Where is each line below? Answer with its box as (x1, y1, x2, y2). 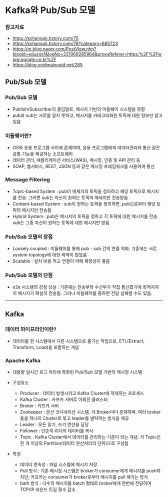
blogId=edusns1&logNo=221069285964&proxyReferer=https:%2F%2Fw (12, 51, 162, 57)
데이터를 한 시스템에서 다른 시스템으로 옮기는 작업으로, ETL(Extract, (12, 338, 145, 344)
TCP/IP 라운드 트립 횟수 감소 (19, 486, 76, 492)
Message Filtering (5, 176, 50, 183)
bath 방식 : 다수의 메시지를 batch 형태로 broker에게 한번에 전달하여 (19, 480, 151, 486)
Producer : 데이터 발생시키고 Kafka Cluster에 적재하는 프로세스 (19, 390, 144, 396)
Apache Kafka (5, 357, 41, 364)
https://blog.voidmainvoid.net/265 (12, 62, 83, 68)
